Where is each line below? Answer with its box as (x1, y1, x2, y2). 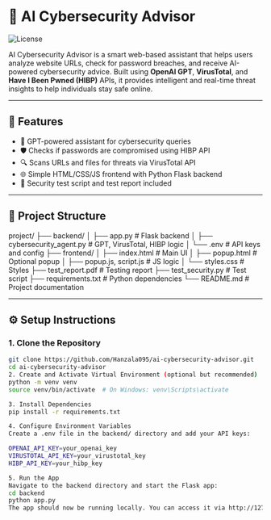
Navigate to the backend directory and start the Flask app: (8, 481, 219, 489)
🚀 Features (8, 115, 64, 128)
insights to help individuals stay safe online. (8, 84, 153, 94)
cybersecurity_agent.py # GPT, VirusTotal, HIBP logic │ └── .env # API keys (8, 239, 261, 249)
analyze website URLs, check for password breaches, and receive (8, 58, 228, 68)
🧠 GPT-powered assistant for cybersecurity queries (19, 136, 191, 146)
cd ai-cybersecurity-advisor (8, 363, 106, 371)
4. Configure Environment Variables (8, 422, 131, 430)
